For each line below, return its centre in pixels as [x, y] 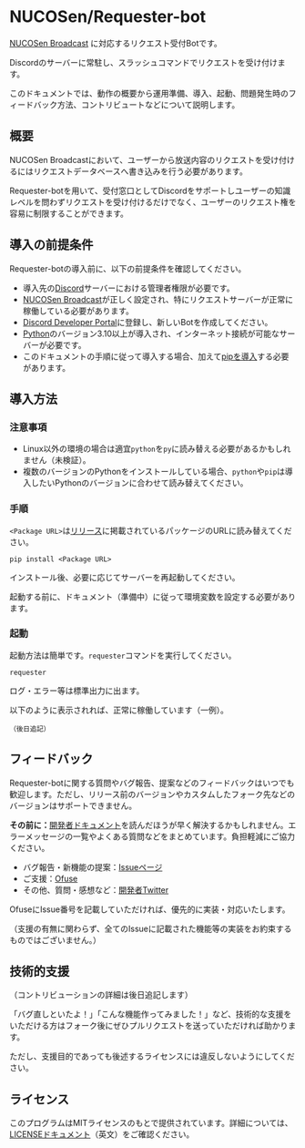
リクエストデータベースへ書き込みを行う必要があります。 [140, 171]
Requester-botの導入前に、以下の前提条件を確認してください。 [128, 268]
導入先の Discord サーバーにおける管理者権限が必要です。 [128, 288]
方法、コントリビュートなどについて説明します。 [148, 104]
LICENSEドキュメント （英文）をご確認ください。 [102, 1134]
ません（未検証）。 [56, 460]
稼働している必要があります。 [78, 311]
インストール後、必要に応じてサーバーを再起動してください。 [125, 577]
